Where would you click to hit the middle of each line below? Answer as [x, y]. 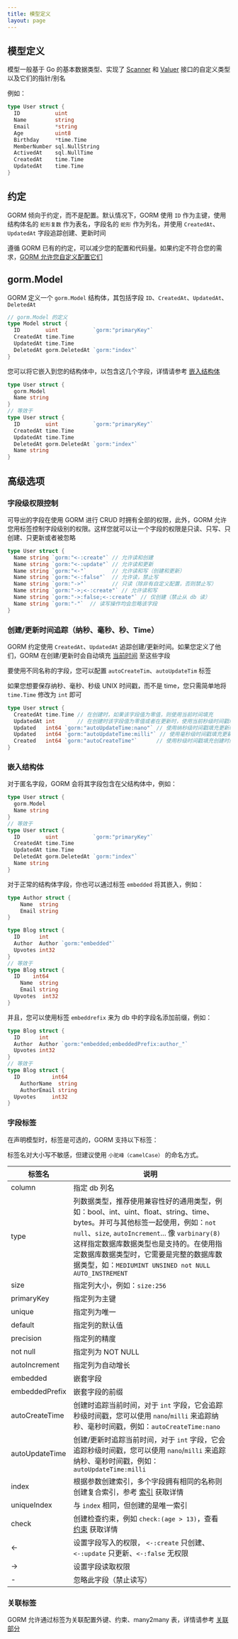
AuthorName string [49, 1083]
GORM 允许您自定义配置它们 [61, 257]
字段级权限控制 [33, 503]
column [23, 1187]
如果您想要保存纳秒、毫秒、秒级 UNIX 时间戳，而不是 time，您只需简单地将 [117, 685]
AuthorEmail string [49, 1090]
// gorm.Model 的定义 [38, 317]
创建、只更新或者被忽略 [41, 537]
